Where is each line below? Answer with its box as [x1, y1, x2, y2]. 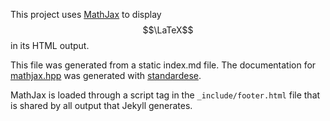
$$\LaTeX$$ [142, 24, 194, 36]
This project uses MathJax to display [10, 9, 162, 20]
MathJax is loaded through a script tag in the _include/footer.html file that [10, 89, 321, 101]
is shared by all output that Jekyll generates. [10, 100, 193, 111]
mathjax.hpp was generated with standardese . [10, 70, 202, 81]
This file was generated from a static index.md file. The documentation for [10, 59, 317, 71]
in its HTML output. [10, 40, 90, 51]
